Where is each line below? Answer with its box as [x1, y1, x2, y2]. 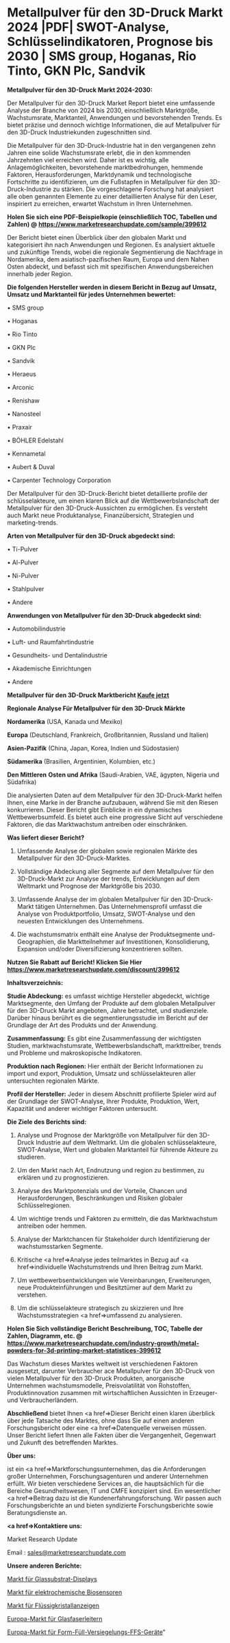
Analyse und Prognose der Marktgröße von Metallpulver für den [16, 1131, 198, 1139]
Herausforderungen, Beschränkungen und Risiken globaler [16, 1194, 183, 1202]
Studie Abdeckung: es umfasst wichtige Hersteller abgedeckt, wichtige [7, 992, 210, 1000]
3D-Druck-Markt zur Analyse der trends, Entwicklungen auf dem [16, 875, 200, 883]
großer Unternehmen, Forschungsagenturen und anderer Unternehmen [7, 1472, 209, 1480]
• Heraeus [7, 370, 36, 378]
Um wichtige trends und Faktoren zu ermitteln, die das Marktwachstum [16, 1214, 218, 1222]
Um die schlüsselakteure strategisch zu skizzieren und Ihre [16, 1303, 184, 1312]
